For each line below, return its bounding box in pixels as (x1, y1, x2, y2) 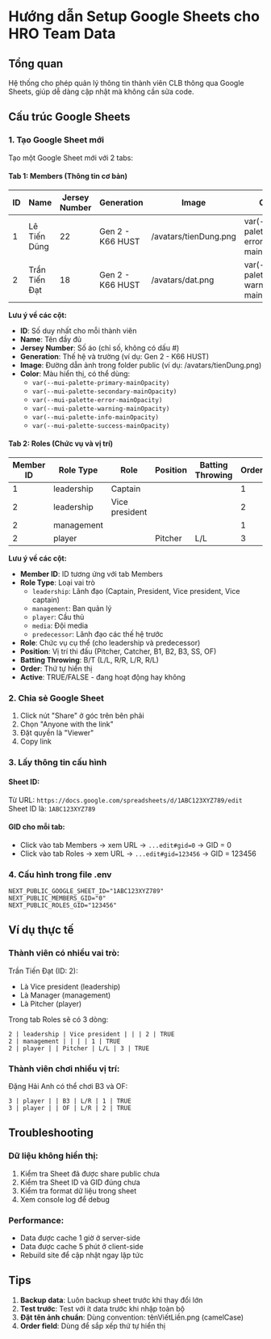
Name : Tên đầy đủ (19, 334, 82, 344)
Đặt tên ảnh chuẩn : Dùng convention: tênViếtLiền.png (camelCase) (19, 1312, 244, 1322)
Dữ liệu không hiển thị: (8, 1150, 98, 1162)
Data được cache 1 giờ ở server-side (19, 1233, 141, 1243)
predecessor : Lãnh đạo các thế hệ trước (31, 629, 164, 639)
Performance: (8, 1214, 65, 1226)
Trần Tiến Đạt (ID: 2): (8, 966, 78, 976)
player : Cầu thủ (31, 612, 85, 622)
